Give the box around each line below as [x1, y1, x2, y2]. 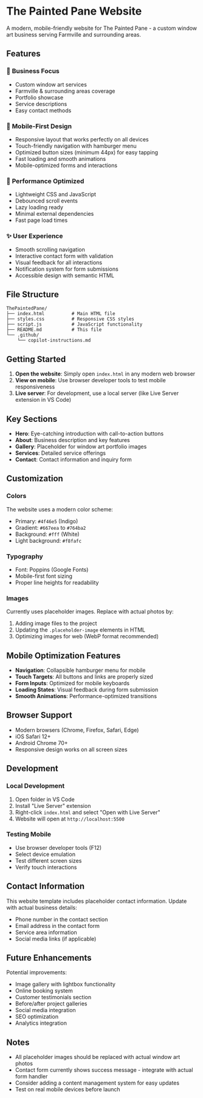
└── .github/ [6, 332, 40, 338]
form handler [15, 1073, 48, 1080]
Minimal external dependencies [15, 210, 94, 218]
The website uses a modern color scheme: [6, 505, 114, 513]
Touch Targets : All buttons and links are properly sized [15, 673, 153, 680]
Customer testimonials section [15, 994, 92, 1001]
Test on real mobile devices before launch [15, 1086, 120, 1093]
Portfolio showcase [15, 93, 64, 101]
